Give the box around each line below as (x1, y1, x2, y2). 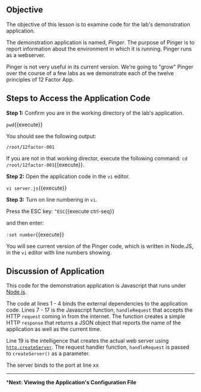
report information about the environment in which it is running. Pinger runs (6, 45, 192, 52)
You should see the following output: (6, 132, 97, 140)
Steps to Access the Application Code (6, 93, 151, 104)
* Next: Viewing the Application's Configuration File (6, 379, 136, 386)
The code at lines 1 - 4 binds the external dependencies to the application (6, 300, 188, 307)
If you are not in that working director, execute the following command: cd (6, 154, 188, 161)
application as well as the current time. (6, 325, 102, 333)
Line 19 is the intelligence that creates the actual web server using (6, 337, 169, 345)
